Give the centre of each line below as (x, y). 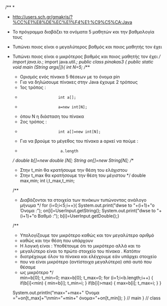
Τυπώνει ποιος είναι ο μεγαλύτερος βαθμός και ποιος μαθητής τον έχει (87, 47)
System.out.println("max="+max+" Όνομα (56, 293)
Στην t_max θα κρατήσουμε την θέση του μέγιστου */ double (83, 175)
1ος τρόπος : (33, 87)
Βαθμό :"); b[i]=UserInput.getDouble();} (78, 216)
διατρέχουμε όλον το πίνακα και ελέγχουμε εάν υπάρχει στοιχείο (88, 256)
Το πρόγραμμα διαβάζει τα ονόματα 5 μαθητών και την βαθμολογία (83, 32)
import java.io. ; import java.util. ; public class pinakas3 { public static (83, 62)
